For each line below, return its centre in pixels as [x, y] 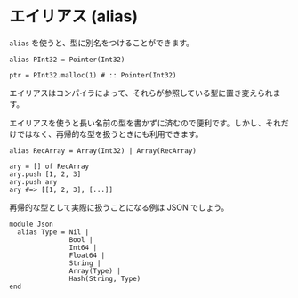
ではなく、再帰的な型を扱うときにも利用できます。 [110, 133]
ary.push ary [33, 181]
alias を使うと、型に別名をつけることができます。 [101, 43]
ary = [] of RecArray [49, 166]
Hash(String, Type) [105, 278]
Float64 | [87, 255]
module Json [31, 224]
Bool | [81, 239]
